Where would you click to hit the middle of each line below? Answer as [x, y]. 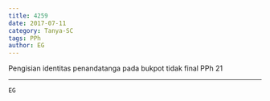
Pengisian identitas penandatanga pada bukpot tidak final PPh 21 [116, 68]
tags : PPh [25, 38]
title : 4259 [28, 16]
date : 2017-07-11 [37, 23]
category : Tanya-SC [41, 30]
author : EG [27, 46]
